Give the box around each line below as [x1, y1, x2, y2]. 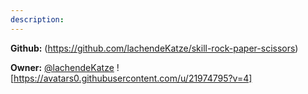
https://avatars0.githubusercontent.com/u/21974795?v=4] [13, 72, 253, 84]
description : [10, 14, 65, 25]
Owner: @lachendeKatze [10, 61, 115, 73]
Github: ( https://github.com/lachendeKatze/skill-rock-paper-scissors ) [10, 42, 299, 54]
